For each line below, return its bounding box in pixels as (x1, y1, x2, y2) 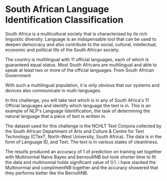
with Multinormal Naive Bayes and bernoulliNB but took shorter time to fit (5, 154, 156, 160)
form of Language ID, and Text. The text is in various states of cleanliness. (5, 139, 159, 145)
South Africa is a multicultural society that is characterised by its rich (5, 31, 147, 37)
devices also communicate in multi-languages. (5, 87, 102, 93)
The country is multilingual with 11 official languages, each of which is (5, 56, 149, 62)
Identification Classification (5, 14, 124, 26)
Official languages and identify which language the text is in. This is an (5, 102, 151, 108)
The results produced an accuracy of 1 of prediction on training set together (5, 148, 162, 154)
